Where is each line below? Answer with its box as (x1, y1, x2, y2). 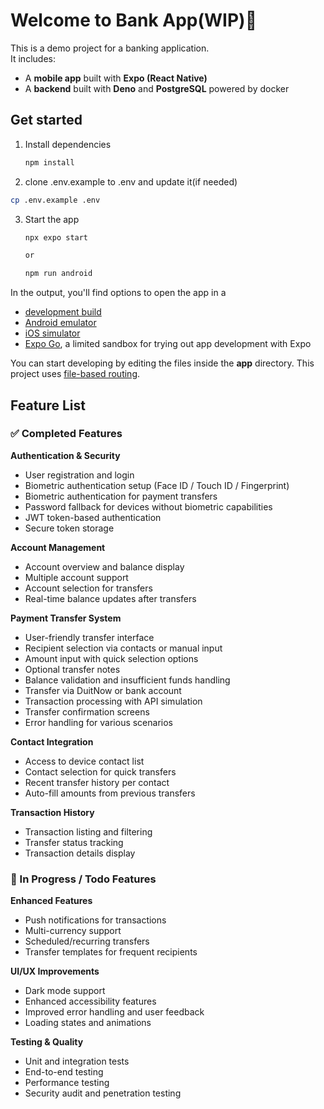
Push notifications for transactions (24, 914, 167, 926)
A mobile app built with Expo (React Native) (24, 72, 208, 84)
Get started (10, 112, 83, 129)
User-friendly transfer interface (24, 631, 155, 643)
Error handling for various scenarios (24, 716, 173, 728)
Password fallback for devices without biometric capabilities (24, 500, 273, 513)
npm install (24, 157, 75, 168)
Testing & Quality (10, 1036, 84, 1048)
